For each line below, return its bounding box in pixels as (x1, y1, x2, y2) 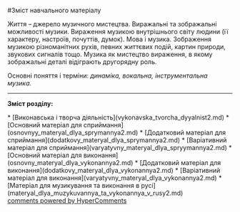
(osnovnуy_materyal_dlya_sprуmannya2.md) (7, 128, 139, 137)
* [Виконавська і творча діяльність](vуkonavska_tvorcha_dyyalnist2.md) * (7, 113, 230, 122)
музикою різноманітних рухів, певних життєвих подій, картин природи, (7, 43, 226, 51)
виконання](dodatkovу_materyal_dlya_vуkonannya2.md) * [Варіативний (7, 166, 221, 174)
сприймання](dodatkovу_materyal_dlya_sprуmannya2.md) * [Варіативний (7, 136, 227, 144)
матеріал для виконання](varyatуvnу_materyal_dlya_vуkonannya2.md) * (7, 174, 222, 182)
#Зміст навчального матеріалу (7, 6, 101, 14)
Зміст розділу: (7, 100, 54, 107)
